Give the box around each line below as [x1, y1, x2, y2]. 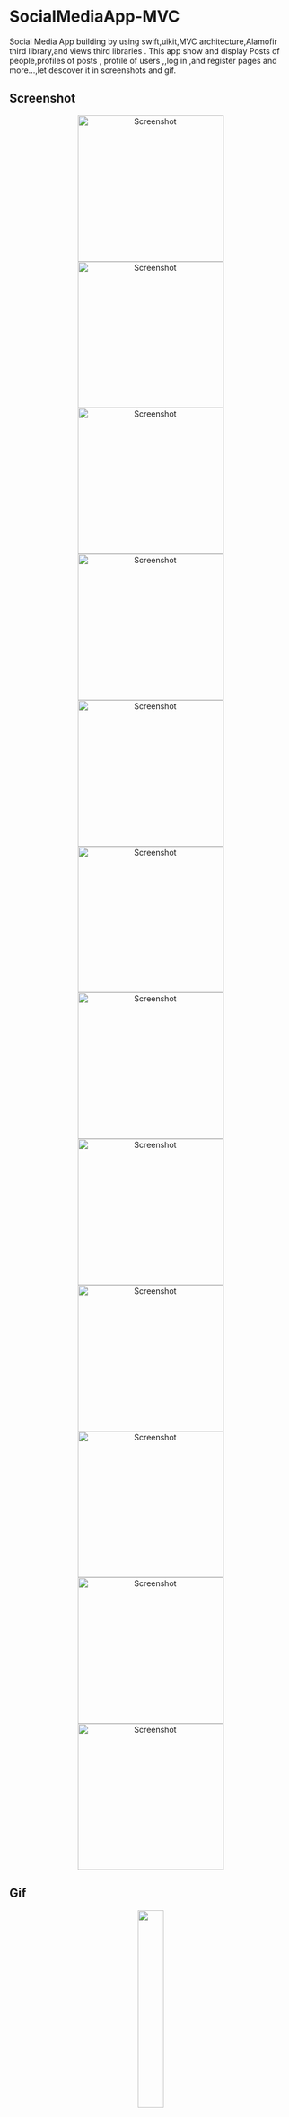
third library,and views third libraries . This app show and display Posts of [9, 45, 280, 56]
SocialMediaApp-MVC [9, 6, 180, 27]
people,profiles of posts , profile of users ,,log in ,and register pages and [9, 55, 277, 66]
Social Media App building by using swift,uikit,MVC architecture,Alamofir [9, 36, 278, 47]
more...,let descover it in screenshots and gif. [9, 65, 177, 76]
